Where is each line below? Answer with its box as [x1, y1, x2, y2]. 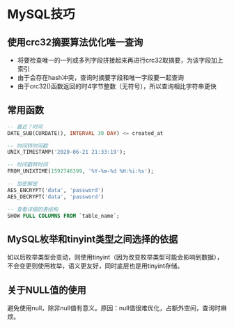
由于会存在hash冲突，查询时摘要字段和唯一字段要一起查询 [17, 74, 185, 81]
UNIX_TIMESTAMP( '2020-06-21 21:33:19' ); [7, 149, 127, 156]
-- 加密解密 [7, 180, 38, 188]
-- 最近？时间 [7, 123, 43, 130]
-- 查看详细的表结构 [7, 206, 58, 213]
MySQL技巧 [7, 6, 75, 22]
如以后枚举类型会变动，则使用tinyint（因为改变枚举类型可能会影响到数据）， [7, 253, 224, 262]
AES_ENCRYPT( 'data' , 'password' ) [7, 186, 104, 193]
